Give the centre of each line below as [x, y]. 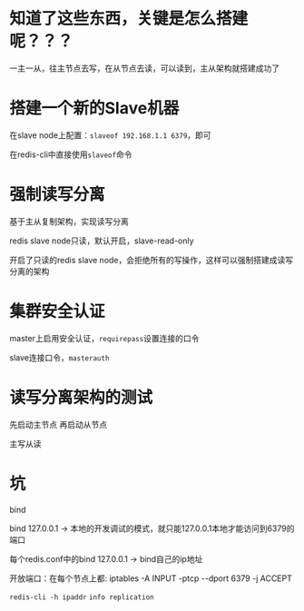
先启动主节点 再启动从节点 [58, 424]
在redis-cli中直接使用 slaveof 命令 [71, 154]
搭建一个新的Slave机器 [94, 108]
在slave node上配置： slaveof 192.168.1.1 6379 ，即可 [110, 135]
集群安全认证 [58, 311]
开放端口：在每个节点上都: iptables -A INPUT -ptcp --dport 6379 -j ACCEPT [151, 578]
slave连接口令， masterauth [59, 357]
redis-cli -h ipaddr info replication [82, 597]
